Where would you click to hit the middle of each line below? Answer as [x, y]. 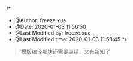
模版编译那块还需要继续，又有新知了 [66, 51]
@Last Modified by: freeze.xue [53, 33]
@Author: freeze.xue [40, 20]
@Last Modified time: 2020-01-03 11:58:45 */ [71, 39]
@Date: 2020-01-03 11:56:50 [51, 27]
